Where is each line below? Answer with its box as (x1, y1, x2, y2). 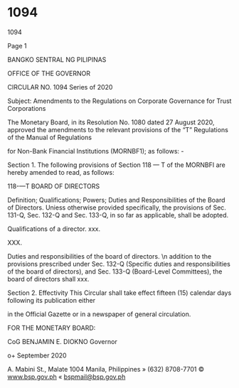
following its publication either (7, 296, 96, 304)
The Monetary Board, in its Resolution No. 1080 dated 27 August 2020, (7, 118, 215, 126)
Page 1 (7, 41, 27, 50)
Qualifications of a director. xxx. (7, 225, 101, 233)
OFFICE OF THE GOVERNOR (7, 69, 91, 77)
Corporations (7, 104, 46, 112)
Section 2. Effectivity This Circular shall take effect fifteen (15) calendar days (7, 289, 232, 297)
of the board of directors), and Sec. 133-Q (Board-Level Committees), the (7, 267, 223, 276)
